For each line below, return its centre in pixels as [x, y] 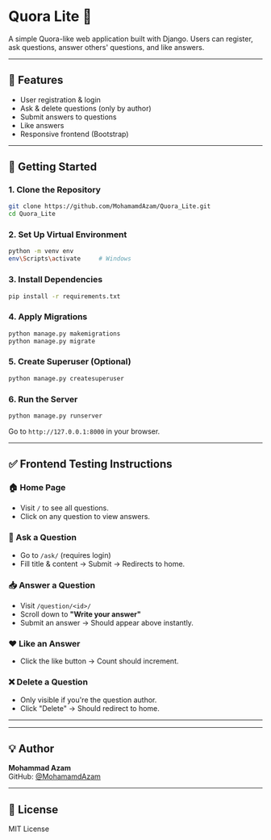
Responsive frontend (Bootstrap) [74, 134]
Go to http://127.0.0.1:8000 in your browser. [84, 431]
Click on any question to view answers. [85, 517]
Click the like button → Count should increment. [99, 661]
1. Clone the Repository [54, 190]
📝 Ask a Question [42, 538]
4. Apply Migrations [48, 317]
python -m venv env [41, 252]
